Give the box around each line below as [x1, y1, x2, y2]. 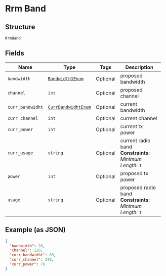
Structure [5, 23, 36, 31]
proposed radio [120, 184, 156, 191]
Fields [5, 49, 25, 57]
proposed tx [120, 170, 149, 177]
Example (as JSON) [5, 226, 66, 234]
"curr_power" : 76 [9, 262, 45, 267]
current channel [120, 115, 157, 122]
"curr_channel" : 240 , [9, 257, 54, 262]
